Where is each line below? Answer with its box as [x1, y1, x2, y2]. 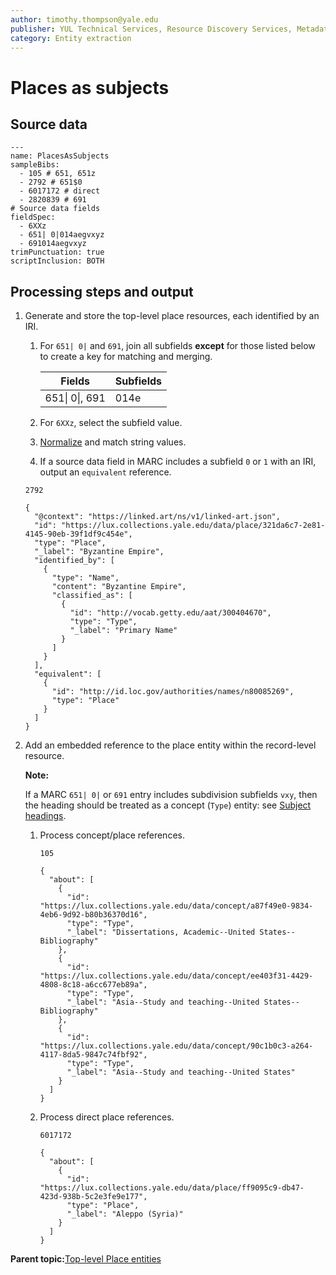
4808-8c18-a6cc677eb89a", [39, 980, 148, 990]
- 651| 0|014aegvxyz [19, 230, 105, 240]
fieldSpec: [10, 212, 56, 223]
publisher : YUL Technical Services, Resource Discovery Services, [10, 24, 293, 34]
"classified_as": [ [51, 591, 133, 601]
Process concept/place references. [39, 829, 185, 841]
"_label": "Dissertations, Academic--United [66, 927, 256, 938]
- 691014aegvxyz [19, 239, 87, 249]
